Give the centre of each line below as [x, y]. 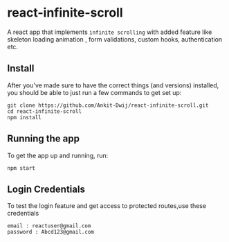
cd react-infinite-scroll [44, 111]
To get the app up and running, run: [58, 155]
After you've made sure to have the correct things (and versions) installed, [113, 85]
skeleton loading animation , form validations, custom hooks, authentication [115, 39]
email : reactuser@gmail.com [49, 226]
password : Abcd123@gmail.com [51, 232]
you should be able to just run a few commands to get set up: [94, 92]
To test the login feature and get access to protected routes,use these [107, 206]
